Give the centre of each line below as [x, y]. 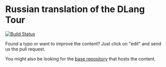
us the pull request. [25, 49]
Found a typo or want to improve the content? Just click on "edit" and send [83, 43]
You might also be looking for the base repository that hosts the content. [80, 58]
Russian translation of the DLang [75, 9]
